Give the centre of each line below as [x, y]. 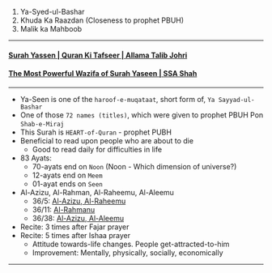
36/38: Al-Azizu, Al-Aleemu [78, 218]
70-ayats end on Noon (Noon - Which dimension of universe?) [134, 166]
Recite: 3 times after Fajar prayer [74, 227]
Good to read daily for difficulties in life [97, 149]
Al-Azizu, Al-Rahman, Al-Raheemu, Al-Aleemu [97, 192]
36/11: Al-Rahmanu [64, 209]
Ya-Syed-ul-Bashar [52, 12]
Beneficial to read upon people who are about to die [107, 140]
